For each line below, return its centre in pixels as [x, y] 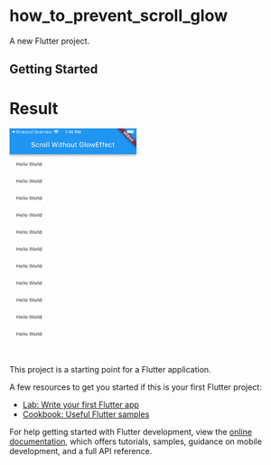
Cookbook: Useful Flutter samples [86, 414]
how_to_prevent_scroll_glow [119, 16]
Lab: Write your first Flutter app [81, 405]
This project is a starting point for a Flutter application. [110, 370]
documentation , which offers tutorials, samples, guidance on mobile [135, 441]
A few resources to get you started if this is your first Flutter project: [135, 387]
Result [34, 108]
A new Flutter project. [50, 41]
